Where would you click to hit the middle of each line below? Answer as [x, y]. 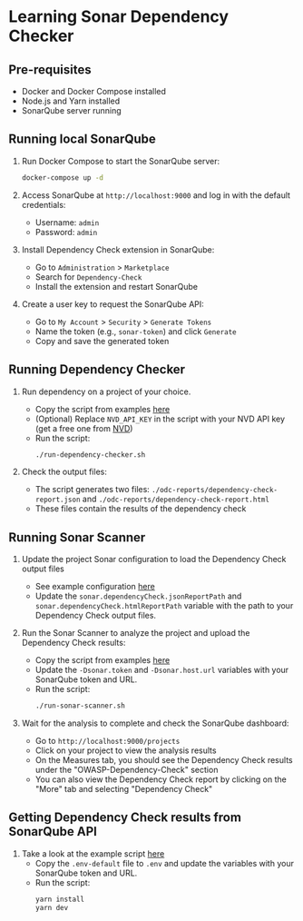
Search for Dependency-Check [88, 277]
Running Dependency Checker [97, 370]
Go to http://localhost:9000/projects [108, 741]
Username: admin [67, 222]
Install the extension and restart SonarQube [117, 286]
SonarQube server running [71, 110]
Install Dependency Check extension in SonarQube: [118, 249]
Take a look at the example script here [93, 853]
